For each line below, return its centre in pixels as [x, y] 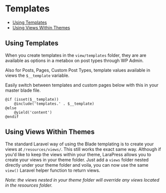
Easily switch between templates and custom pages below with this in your [82, 85]
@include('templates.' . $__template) [54, 104]
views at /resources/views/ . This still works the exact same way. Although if [83, 149]
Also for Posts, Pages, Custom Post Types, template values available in [78, 70]
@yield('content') [33, 112]
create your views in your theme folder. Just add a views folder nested [77, 160]
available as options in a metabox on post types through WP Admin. [75, 61]
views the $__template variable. [37, 75]
